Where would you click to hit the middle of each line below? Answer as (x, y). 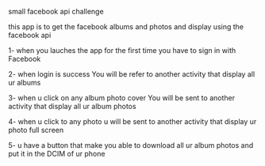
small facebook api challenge (56, 11)
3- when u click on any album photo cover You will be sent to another (122, 98)
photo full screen (36, 130)
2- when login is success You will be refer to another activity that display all (132, 74)
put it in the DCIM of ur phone (57, 154)
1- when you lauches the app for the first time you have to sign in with (122, 50)
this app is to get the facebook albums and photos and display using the (126, 26)
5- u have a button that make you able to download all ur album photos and (131, 145)
